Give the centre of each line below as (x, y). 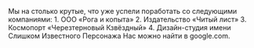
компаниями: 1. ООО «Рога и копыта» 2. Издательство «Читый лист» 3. (127, 19)
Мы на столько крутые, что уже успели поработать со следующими (123, 11)
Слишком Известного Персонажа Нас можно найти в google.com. (119, 36)
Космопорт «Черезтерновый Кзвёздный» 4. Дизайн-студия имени (120, 27)
